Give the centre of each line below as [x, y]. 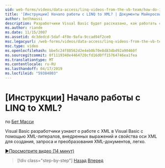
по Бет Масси [20, 121]
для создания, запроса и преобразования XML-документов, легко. [75, 141]
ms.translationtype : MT [29, 60]
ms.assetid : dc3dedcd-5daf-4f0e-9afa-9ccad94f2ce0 [58, 37]
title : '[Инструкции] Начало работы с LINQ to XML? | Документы [72, 14]
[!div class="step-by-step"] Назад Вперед [60, 160]
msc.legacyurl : [21, 42]
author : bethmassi [24, 19]
